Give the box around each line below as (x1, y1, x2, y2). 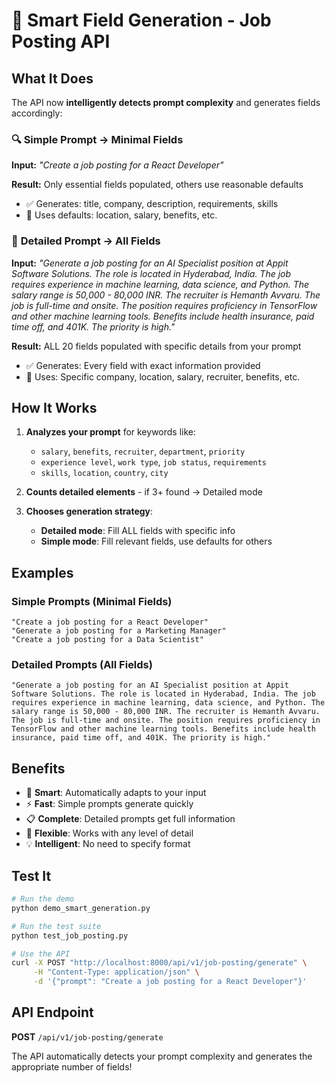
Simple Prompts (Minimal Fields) (11, 594, 173, 608)
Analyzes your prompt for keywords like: (25, 426, 197, 438)
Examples (11, 564, 74, 581)
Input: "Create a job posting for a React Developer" (11, 159, 224, 171)
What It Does (11, 70, 94, 87)
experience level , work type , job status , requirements (40, 456, 268, 468)
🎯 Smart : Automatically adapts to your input (25, 787, 207, 799)
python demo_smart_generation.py (11, 903, 151, 913)
